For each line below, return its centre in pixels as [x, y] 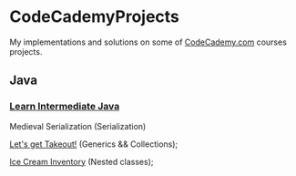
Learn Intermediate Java [65, 107]
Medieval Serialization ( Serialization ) [78, 126]
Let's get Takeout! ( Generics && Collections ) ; [94, 144]
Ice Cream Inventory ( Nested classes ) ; [82, 161]
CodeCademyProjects [95, 17]
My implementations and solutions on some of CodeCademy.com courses [148, 42]
